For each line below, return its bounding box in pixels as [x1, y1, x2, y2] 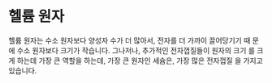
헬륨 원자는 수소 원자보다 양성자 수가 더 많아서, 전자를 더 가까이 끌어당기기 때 [8, 35, 251, 45]
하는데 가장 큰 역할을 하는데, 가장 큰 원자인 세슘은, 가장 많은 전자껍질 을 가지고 [16, 56, 264, 65]
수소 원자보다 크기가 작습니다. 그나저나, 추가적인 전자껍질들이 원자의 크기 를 [16, 45, 256, 55]
